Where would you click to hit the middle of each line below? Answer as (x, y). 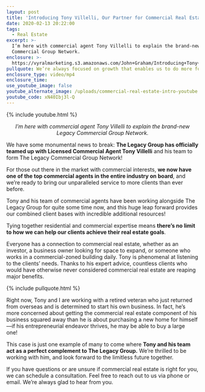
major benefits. (25, 276)
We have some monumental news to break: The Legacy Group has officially (103, 145)
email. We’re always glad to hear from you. (60, 382)
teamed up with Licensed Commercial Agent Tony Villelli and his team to (99, 151)
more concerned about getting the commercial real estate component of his (102, 313)
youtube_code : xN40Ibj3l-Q (41, 97)
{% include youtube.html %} (42, 114)
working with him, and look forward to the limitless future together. (90, 357)
